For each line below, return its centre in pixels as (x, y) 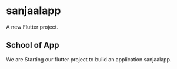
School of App (33, 45)
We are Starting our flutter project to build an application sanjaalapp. (89, 59)
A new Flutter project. (32, 27)
